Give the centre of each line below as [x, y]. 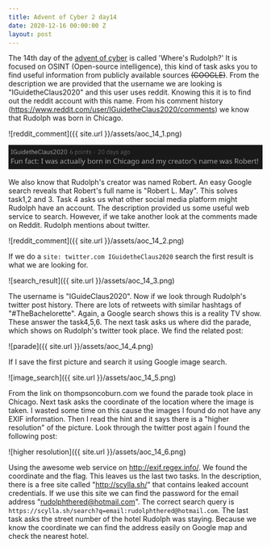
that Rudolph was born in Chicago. [66, 118]
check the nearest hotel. [49, 536]
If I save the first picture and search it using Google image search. [118, 362]
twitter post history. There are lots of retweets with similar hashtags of [125, 305]
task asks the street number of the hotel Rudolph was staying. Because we [132, 519]
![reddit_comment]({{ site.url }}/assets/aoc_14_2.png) [96, 240]
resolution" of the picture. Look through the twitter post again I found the [129, 427]
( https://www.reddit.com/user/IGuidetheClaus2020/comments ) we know [129, 110]
